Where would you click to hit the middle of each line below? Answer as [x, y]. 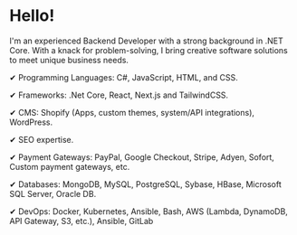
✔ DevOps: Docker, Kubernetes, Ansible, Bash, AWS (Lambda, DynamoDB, [148, 211]
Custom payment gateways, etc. [70, 166]
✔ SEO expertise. [42, 139]
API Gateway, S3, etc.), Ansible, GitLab [81, 221]
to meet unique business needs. [69, 60]
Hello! [32, 16]
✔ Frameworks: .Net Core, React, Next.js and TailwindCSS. [119, 95]
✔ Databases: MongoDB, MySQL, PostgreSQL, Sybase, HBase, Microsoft [146, 184]
